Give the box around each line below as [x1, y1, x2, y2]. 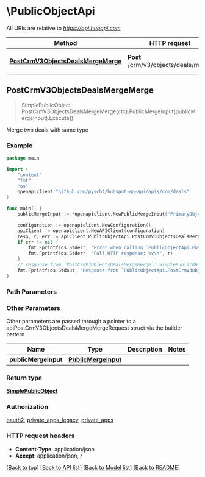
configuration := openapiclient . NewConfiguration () [17, 222, 151, 228]
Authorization [6, 403, 49, 411]
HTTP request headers [6, 431, 75, 440]
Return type [6, 373, 43, 382]
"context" [17, 172, 43, 178]
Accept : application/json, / [15, 452, 82, 459]
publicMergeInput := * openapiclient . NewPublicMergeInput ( [17, 211, 168, 217]
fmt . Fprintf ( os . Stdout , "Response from [17, 267, 119, 274]
